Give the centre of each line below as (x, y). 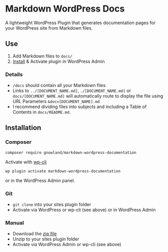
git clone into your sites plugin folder (52, 205)
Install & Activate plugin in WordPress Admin (59, 61)
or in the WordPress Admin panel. (40, 180)
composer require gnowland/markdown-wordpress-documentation (71, 152)
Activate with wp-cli (26, 162)
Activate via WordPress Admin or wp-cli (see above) (67, 244)
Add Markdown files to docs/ (42, 56)
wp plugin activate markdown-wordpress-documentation (63, 171)
